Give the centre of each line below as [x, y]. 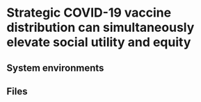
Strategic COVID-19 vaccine [89, 13]
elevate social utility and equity [99, 42]
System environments [55, 68]
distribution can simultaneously [100, 27]
